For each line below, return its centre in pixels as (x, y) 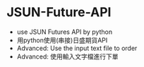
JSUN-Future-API (59, 12)
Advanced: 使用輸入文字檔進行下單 (67, 56)
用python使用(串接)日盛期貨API (62, 40)
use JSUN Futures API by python (65, 32)
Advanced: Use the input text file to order (77, 48)
